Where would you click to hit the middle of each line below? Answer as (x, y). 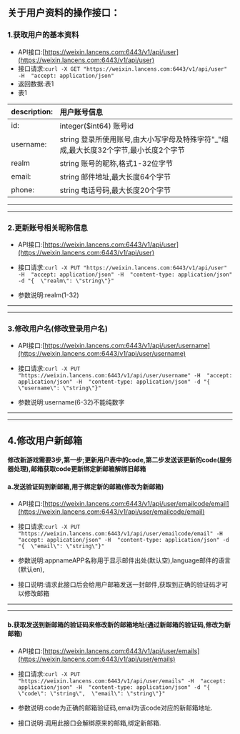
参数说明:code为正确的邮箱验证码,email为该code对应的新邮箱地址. (115, 708)
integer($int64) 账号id (97, 126)
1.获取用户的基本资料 (43, 35)
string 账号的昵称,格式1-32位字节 (116, 163)
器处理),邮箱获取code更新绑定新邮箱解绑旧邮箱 (77, 469)
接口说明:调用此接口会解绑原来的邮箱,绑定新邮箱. (89, 723)
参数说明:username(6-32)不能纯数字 (71, 402)
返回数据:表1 (36, 84)
